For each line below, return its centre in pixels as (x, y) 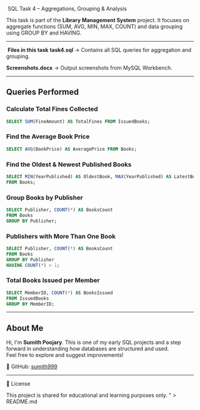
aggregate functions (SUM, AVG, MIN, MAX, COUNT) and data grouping (94, 27)
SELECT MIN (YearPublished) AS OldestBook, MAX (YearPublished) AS (89, 177)
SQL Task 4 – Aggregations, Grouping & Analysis (67, 9)
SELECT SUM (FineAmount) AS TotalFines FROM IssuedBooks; (78, 122)
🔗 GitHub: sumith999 (32, 366)
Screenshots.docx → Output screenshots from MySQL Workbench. (89, 68)
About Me (25, 328)
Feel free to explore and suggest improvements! (65, 355)
